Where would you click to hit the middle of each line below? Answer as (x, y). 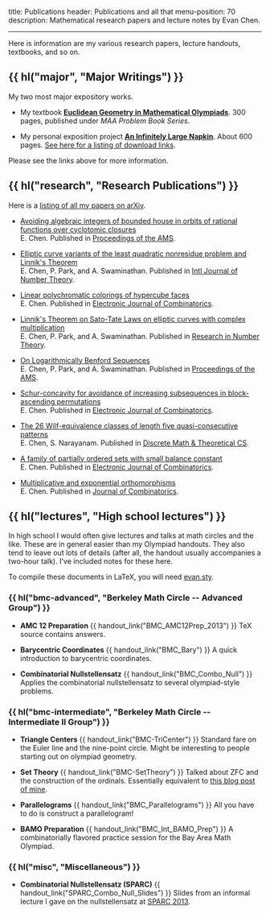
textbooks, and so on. (44, 52)
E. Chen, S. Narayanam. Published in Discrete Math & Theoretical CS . (134, 443)
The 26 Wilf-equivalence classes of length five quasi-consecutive (129, 425)
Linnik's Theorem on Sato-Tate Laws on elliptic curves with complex (133, 319)
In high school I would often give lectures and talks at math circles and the (131, 536)
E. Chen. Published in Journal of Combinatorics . (99, 491)
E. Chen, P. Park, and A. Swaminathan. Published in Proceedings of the (137, 369)
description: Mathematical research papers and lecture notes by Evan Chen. (135, 20)
